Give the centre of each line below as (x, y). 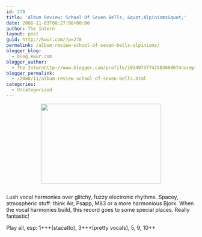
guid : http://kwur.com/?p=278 (44, 40)
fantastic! (18, 216)
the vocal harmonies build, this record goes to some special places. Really (98, 209)
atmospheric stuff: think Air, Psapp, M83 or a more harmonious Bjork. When (100, 203)
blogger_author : (26, 62)
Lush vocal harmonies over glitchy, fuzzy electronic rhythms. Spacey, (92, 197)
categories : (21, 85)
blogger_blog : (24, 51)
